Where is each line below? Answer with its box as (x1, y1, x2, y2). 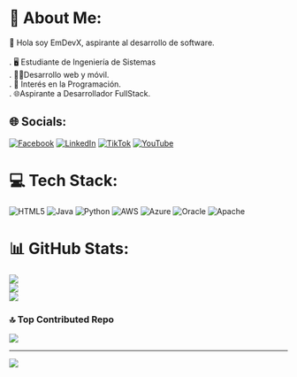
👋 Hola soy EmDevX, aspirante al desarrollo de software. (9, 37, 215, 48)
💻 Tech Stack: (9, 170, 118, 190)
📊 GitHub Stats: (9, 238, 130, 258)
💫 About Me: (9, 8, 103, 28)
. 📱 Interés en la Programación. (9, 79, 122, 89)
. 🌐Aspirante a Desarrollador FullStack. (9, 88, 151, 98)
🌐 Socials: (9, 114, 67, 129)
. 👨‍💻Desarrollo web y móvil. (9, 69, 110, 80)
